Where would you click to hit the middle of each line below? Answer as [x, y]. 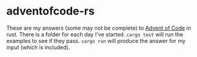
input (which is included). [38, 47]
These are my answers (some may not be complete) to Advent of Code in [99, 28]
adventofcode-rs [50, 11]
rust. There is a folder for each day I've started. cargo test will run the [95, 34]
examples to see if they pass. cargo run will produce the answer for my [96, 41]
